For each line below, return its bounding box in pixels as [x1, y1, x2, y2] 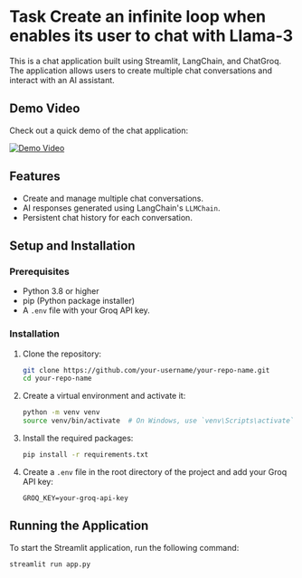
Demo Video [9, 101, 80, 117]
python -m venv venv [22, 408, 100, 417]
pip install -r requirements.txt [22, 450, 149, 460]
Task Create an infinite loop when [9, 6, 267, 27]
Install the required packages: [22, 432, 134, 444]
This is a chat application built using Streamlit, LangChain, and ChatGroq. [9, 55, 282, 66]
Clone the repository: [22, 348, 102, 359]
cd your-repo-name [22, 374, 92, 384]
